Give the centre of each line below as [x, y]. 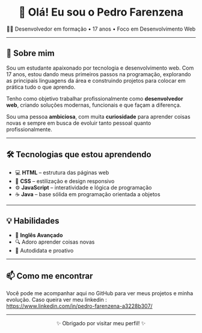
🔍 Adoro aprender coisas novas [55, 242]
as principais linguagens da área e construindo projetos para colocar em [96, 80]
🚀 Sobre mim [31, 53]
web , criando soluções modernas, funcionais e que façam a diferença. [94, 105]
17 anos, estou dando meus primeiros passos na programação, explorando [99, 74]
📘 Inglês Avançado [39, 235]
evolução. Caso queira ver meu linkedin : [57, 300]
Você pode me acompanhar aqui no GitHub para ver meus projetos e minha [100, 293]
